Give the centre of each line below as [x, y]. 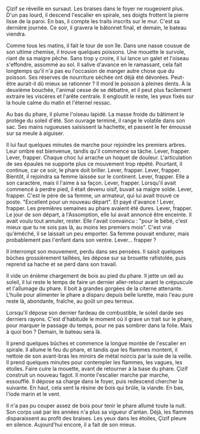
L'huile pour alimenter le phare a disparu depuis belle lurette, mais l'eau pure [100, 295]
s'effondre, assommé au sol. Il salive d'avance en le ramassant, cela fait [94, 64]
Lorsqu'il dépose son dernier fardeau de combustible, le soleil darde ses [95, 313]
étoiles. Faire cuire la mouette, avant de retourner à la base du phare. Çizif [97, 369]
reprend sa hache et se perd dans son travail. [62, 264]
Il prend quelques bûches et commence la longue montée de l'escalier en [96, 343]
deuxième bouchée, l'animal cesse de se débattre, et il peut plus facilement [99, 90]
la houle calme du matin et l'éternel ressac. [59, 103]
